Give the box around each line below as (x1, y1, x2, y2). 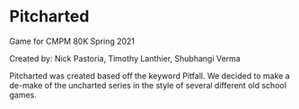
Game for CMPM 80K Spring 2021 (9, 36, 136, 46)
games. (9, 89, 38, 100)
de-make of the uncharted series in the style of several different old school (9, 80, 287, 90)
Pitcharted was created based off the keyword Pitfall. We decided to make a (9, 70, 290, 81)
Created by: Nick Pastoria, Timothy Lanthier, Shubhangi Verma (9, 53, 241, 63)
